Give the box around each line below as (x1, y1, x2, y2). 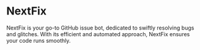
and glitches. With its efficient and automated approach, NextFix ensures (6, 30, 190, 37)
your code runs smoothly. (6, 37, 71, 44)
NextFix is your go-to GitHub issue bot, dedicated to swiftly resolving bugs (6, 24, 194, 31)
